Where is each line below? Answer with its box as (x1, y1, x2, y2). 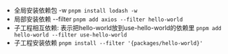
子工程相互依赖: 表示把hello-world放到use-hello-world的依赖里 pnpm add (13, 24, 222, 32)
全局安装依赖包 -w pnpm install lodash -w (13, 6, 138, 14)
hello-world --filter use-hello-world (13, 32, 127, 39)
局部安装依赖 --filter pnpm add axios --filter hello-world (13, 15, 183, 23)
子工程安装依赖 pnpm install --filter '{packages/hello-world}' (13, 39, 204, 47)
